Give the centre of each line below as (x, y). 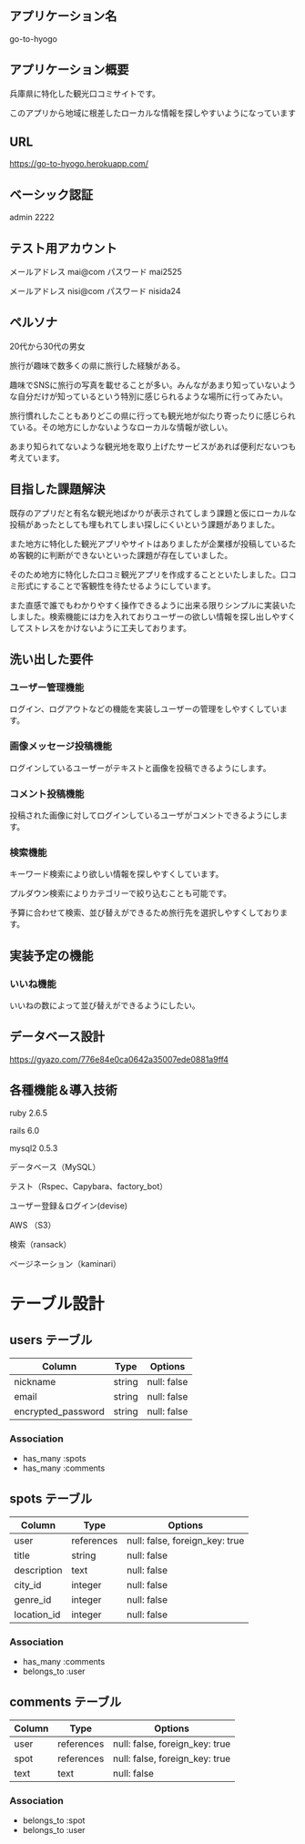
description (38, 1570)
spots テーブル (51, 1499)
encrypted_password (59, 1411)
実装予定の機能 (51, 956)
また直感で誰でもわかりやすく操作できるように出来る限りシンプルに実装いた (153, 605)
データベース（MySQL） (55, 1167)
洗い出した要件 (51, 660)
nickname (35, 1381)
